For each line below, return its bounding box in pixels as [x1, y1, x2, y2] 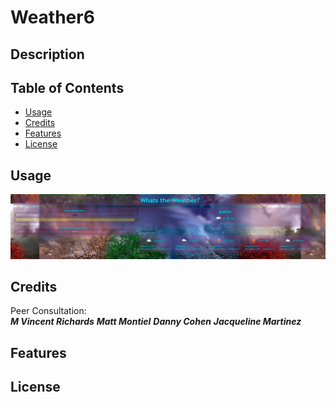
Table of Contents [10, 79, 125, 96]
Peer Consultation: [10, 305, 87, 317]
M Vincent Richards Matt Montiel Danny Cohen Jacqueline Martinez [10, 316, 302, 328]
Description [10, 46, 85, 63]
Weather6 [10, 6, 95, 29]
